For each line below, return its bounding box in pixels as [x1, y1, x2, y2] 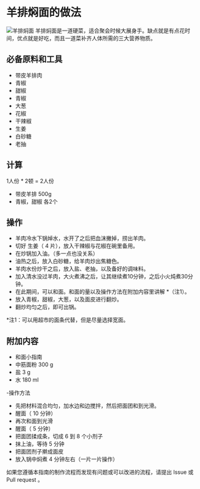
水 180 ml [15, 376, 39, 383]
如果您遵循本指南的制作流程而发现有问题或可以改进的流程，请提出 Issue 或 [6, 468, 194, 476]
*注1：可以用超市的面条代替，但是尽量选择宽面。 [6, 316, 129, 324]
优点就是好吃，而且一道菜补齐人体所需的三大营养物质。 [16, 34, 156, 42]
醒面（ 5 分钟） [15, 425, 54, 432]
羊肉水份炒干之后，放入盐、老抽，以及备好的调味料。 [15, 265, 149, 272]
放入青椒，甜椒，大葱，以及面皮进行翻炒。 [15, 295, 123, 303]
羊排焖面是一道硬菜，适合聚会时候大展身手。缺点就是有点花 [35, 27, 185, 34]
